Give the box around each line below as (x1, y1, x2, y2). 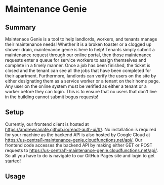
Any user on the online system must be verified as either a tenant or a (5, 83, 147, 89)
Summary (5, 23, 36, 32)
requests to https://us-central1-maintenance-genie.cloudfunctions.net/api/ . (5, 147, 158, 153)
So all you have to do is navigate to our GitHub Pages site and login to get (5, 152, 155, 158)
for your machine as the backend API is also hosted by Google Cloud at (5, 132, 150, 138)
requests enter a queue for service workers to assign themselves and (5, 57, 147, 63)
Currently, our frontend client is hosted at (5, 121, 89, 127)
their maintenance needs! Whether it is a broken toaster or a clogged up (5, 41, 152, 47)
